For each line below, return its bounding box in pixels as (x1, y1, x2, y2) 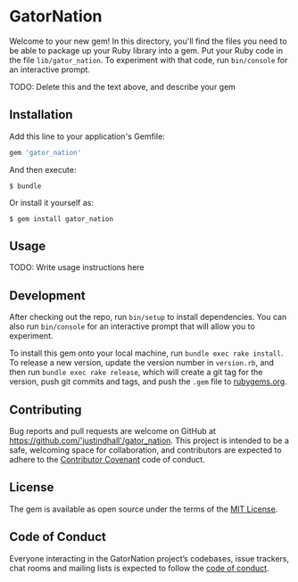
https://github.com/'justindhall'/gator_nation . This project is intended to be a (9, 435, 290, 447)
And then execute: (9, 164, 77, 175)
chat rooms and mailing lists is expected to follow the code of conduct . (9, 562, 269, 573)
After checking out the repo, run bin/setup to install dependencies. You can (9, 312, 287, 323)
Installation (9, 107, 73, 122)
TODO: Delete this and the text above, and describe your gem (9, 81, 236, 92)
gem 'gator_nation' (9, 148, 82, 157)
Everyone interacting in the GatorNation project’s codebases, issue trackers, (9, 553, 290, 563)
